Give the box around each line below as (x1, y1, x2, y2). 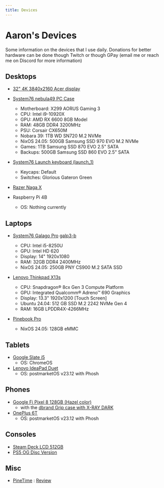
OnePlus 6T (12, 410, 38, 416)
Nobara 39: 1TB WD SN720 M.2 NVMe (20, 133, 102, 139)
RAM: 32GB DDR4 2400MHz (20, 259, 81, 265)
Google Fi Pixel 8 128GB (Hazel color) (12, 399, 92, 405)
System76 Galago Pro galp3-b (12, 232, 77, 239)
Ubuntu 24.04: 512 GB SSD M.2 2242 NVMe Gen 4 (20, 301, 127, 307)
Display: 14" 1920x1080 (20, 253, 70, 260)
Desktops (5, 72, 37, 81)
